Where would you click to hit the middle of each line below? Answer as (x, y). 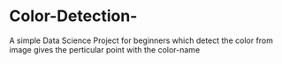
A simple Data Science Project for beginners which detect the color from (141, 40)
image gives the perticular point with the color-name (105, 49)
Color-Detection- (73, 16)
